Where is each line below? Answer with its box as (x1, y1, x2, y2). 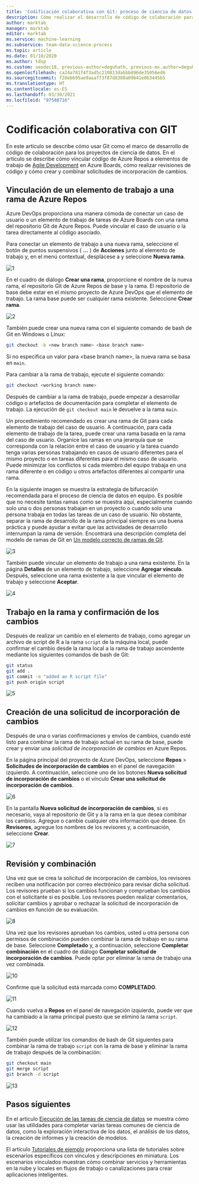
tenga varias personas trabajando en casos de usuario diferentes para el (6, 449, 184, 456)
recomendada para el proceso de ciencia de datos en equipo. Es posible (6, 492, 183, 500)
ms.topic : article (6, 48, 52, 54)
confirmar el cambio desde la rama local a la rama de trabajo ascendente (6, 645, 185, 652)
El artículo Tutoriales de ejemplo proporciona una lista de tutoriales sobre (6, 1145, 185, 1152)
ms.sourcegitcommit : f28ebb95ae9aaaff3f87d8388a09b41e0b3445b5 (6, 75, 166, 81)
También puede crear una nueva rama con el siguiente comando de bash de (6, 325, 192, 332)
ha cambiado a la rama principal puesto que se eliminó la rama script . (6, 1013, 178, 1020)
